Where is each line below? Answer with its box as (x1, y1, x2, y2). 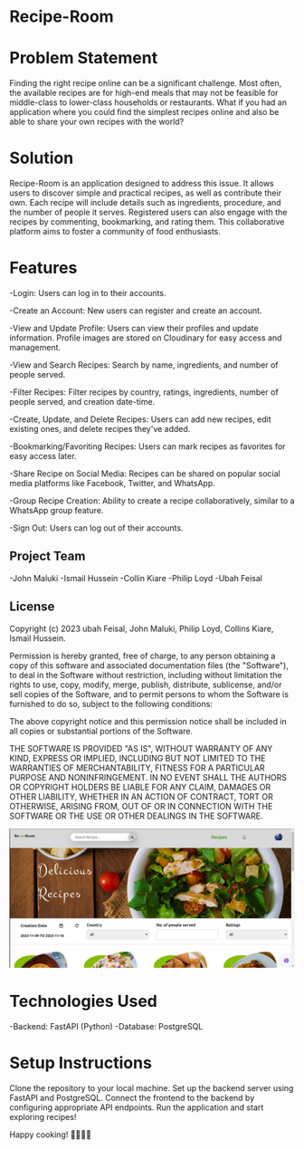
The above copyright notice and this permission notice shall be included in (9, 715, 287, 726)
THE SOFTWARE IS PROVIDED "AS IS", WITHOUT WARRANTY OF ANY (9, 742, 273, 753)
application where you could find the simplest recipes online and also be (9, 107, 280, 118)
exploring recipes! (9, 1111, 77, 1122)
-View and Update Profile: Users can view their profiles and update (9, 323, 260, 333)
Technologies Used (9, 991, 158, 1011)
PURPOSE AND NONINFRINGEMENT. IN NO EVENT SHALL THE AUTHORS (9, 771, 288, 782)
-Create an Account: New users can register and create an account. (9, 305, 262, 316)
